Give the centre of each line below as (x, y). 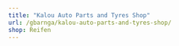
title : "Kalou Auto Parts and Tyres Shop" (79, 15)
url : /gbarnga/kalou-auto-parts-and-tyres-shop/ (90, 23)
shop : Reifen (30, 30)
